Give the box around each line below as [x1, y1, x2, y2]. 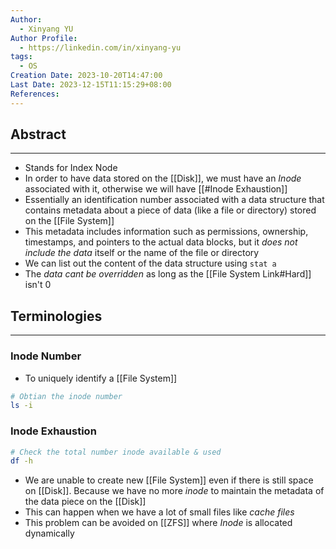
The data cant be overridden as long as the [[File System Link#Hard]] [24, 268, 312, 280]
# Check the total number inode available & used [10, 447, 222, 457]
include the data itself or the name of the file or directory [24, 247, 260, 259]
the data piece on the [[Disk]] [24, 496, 147, 508]
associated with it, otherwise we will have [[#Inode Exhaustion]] [24, 183, 288, 195]
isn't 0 [24, 279, 52, 291]
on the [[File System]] [24, 215, 115, 227]
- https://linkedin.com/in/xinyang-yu [19, 42, 182, 53]
